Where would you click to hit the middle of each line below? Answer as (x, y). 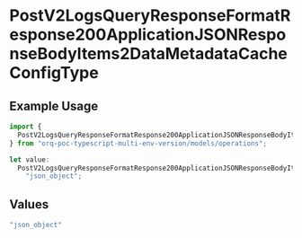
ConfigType (54, 73)
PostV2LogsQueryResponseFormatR (150, 16)
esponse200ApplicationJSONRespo (148, 35)
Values (29, 204)
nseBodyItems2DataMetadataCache (148, 54)
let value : (30, 159)
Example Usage (54, 106)
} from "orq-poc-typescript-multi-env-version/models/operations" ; (138, 143)
